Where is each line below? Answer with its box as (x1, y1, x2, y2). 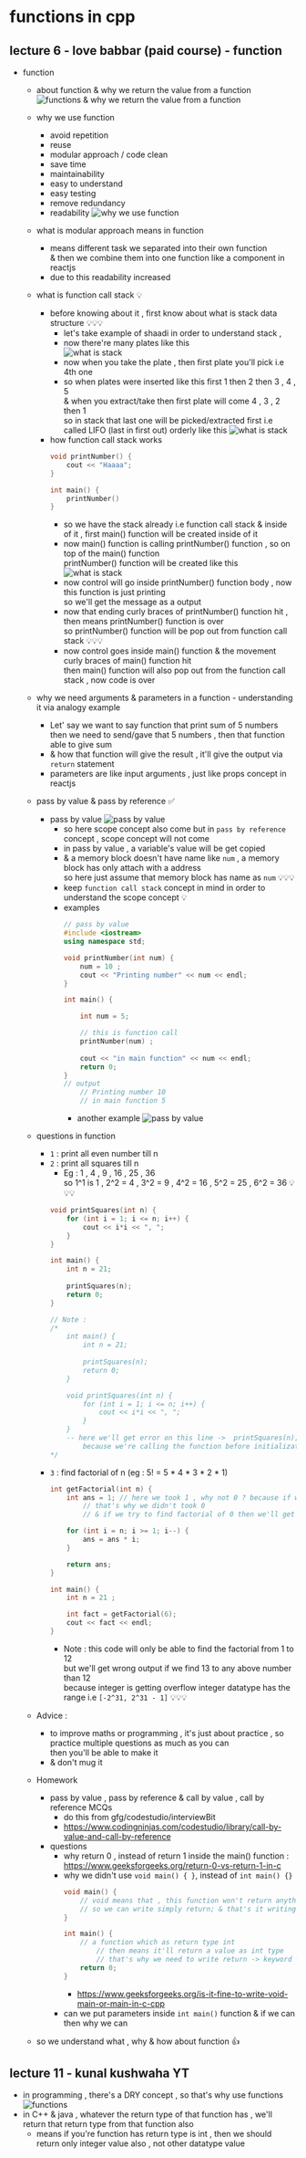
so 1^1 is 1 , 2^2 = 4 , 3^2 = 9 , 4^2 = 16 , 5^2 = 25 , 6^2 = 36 (63, 1178, 288, 1188)
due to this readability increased (49, 272, 171, 282)
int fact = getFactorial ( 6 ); (66, 1609, 178, 1619)
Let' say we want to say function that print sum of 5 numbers (49, 719, 279, 731)
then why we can (63, 2017, 128, 2028)
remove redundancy (49, 198, 126, 208)
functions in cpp (9, 6, 136, 27)
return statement (49, 759, 116, 770)
